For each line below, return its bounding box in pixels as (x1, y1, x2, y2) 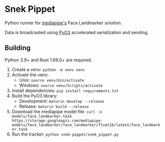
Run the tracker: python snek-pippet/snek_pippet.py (11, 131, 119, 137)
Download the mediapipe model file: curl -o (11, 108, 102, 114)
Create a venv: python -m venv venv (11, 66, 85, 72)
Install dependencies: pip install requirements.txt (11, 88, 119, 94)
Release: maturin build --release (19, 103, 89, 109)
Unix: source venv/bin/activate (19, 77, 84, 83)
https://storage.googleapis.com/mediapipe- (11, 118, 103, 123)
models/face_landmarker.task (11, 114, 72, 119)
